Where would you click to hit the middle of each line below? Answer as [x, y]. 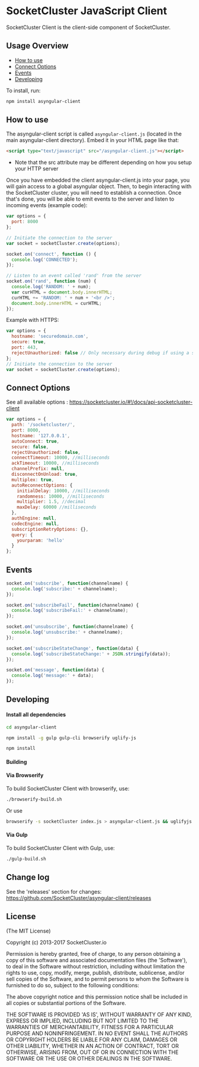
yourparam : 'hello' [41, 540]
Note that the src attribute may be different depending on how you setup [103, 162]
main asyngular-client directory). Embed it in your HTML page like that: [93, 140]
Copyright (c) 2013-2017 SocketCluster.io [56, 942]
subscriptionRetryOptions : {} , [50, 529]
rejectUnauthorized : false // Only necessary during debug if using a [100, 353]
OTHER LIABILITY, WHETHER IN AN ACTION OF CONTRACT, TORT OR [92, 1046]
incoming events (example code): [47, 205]
